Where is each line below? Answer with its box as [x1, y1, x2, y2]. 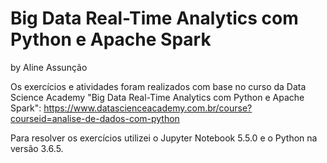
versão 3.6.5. [10, 142, 64, 154]
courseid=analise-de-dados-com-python [10, 112, 180, 124]
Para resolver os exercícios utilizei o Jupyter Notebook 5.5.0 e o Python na [10, 132, 318, 144]
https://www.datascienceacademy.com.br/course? [43, 102, 253, 114]
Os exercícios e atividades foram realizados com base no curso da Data [10, 80, 307, 92]
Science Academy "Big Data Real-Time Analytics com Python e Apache [10, 91, 305, 103]
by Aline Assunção [10, 61, 88, 73]
